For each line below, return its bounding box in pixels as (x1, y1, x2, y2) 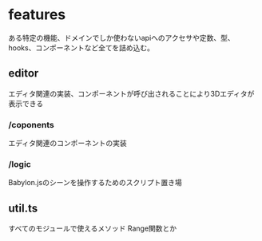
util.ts (8, 201, 38, 215)
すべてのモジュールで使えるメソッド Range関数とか (8, 223, 177, 233)
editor (8, 66, 39, 81)
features (8, 6, 66, 24)
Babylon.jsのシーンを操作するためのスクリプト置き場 (8, 178, 182, 188)
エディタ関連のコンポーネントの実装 (8, 138, 128, 148)
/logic (8, 158, 32, 169)
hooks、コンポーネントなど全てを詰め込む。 (8, 42, 154, 53)
